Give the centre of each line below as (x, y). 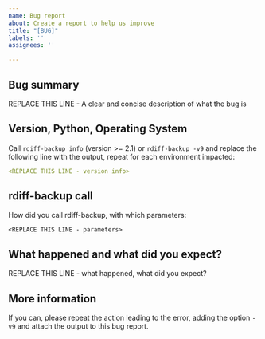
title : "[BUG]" (33, 30)
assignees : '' (32, 45)
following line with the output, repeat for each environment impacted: (122, 156)
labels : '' (26, 38)
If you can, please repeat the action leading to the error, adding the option (129, 318)
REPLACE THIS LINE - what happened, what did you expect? (107, 274)
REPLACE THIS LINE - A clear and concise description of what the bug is (127, 104)
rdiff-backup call (51, 196)
